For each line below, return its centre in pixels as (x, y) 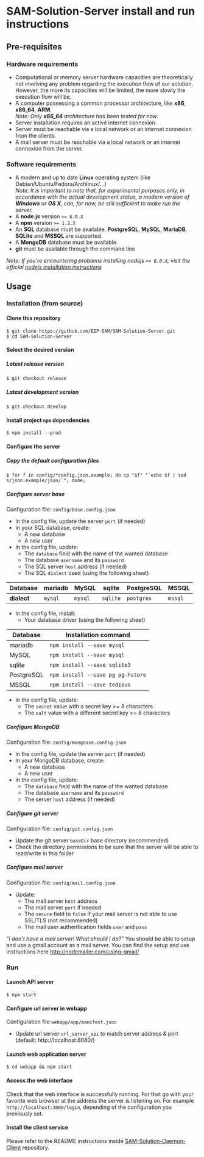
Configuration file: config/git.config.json (60, 828)
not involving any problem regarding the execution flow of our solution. (104, 84)
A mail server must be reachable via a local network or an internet (98, 142)
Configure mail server (35, 867)
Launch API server (30, 982)
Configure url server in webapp (47, 1008)
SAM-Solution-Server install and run (101, 11)
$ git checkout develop (37, 407)
